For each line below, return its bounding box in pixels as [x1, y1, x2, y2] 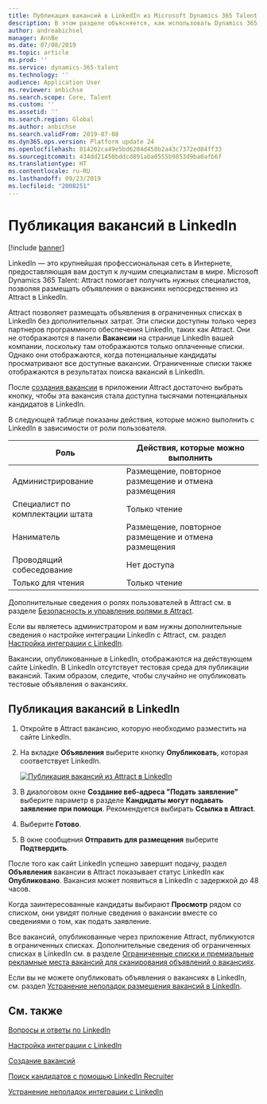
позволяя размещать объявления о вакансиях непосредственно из [8, 284, 238, 293]
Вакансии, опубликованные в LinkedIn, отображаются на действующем [8, 654, 253, 663]
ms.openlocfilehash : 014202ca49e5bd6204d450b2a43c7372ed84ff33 [8, 145, 222, 153]
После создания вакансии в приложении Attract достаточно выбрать [8, 382, 244, 391]
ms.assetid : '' [8, 108, 59, 116]
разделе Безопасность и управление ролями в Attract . [8, 606, 195, 615]
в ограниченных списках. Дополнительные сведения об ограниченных [8, 940, 251, 949]
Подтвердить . [19, 843, 69, 853]
